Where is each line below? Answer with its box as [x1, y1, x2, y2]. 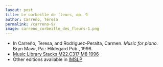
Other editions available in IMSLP [12, 56, 83, 62]
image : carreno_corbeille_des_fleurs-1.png [5, 26, 100, 31]
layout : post [5, 7, 33, 13]
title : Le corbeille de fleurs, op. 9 [5, 12, 88, 17]
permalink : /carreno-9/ [5, 21, 56, 27]
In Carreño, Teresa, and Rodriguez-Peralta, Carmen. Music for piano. [12, 40, 158, 46]
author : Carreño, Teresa [5, 17, 58, 22]
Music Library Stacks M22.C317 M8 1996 [12, 51, 99, 57]
